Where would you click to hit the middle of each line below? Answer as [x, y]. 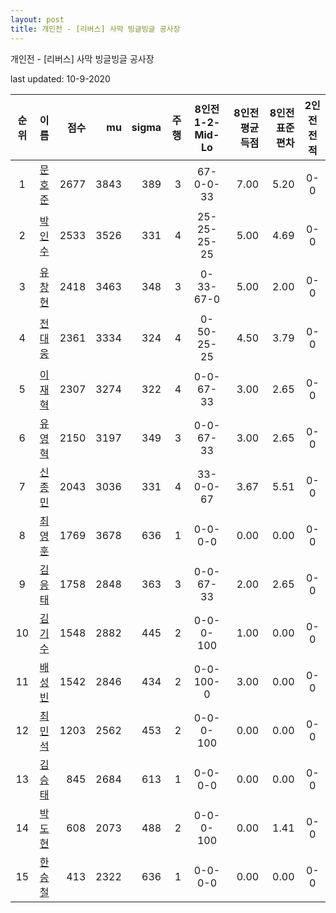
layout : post [37, 19]
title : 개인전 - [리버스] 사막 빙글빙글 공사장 [95, 29]
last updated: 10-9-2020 [60, 78]
